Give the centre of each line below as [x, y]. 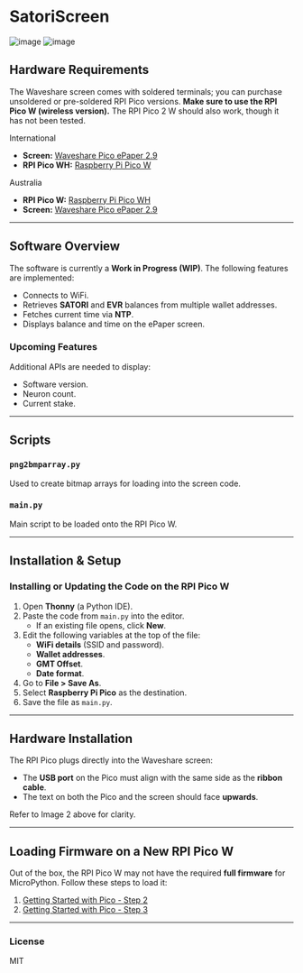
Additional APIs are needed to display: [80, 366]
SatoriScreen [60, 17]
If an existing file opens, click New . [101, 625]
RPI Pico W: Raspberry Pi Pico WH [87, 199]
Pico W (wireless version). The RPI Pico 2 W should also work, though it [144, 111]
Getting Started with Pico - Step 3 [85, 910]
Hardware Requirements [79, 70]
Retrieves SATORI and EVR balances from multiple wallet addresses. [150, 305]
